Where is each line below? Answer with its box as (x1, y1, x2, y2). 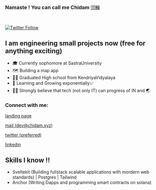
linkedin (5, 142, 21, 148)
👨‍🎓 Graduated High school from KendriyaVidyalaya (12, 75, 116, 80)
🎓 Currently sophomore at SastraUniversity (12, 60, 102, 66)
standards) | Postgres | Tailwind (12, 174, 77, 180)
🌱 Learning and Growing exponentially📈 (12, 80, 94, 86)
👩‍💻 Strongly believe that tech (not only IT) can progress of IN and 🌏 (12, 88, 151, 94)
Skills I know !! (5, 156, 50, 164)
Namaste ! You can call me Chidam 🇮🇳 (5, 4, 100, 11)
